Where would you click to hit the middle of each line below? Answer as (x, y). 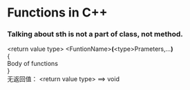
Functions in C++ (57, 13)
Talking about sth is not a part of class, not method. (95, 34)
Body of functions (33, 64)
